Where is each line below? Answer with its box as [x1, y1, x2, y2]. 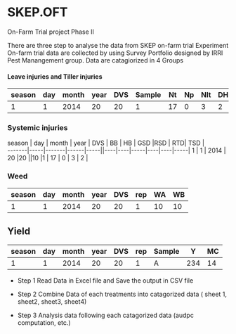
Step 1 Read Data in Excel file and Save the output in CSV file [17, 276, 194, 285]
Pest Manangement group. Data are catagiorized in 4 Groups [7, 56, 184, 64]
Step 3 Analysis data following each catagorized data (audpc [17, 311, 195, 319]
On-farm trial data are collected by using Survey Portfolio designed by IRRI [7, 49, 223, 57]
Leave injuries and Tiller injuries [7, 72, 103, 81]
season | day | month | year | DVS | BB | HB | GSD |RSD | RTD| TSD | [7, 139, 205, 148]
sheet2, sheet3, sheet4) [17, 297, 87, 306]
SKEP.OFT [7, 4, 68, 20]
